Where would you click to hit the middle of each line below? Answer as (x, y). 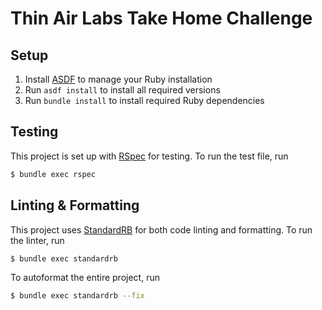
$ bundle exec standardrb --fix (77, 296)
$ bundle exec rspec (53, 174)
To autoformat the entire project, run (85, 278)
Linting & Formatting (75, 205)
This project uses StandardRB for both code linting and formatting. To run (161, 229)
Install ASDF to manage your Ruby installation (118, 79)
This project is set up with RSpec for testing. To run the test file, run (149, 156)
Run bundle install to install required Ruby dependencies (144, 100)
